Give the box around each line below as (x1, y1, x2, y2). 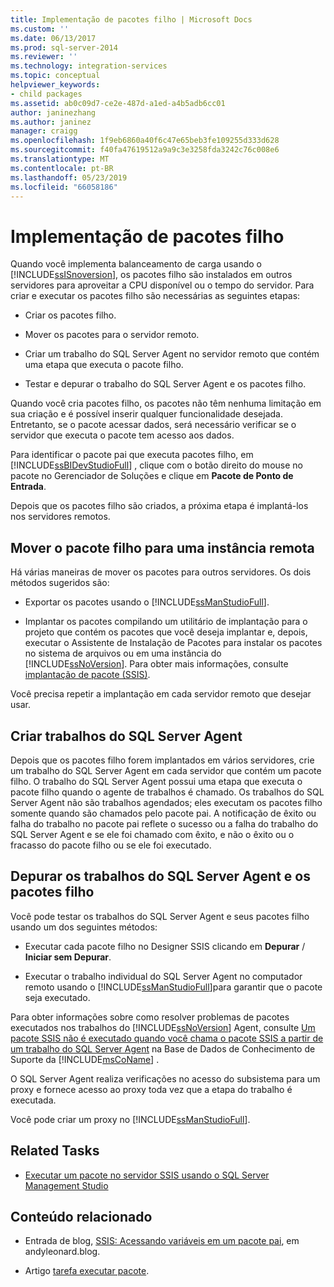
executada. (10, 1094, 57, 1106)
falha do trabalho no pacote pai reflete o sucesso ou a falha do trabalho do (10, 817, 319, 830)
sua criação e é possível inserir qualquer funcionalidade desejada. (10, 408, 283, 420)
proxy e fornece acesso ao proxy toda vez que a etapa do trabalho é (10, 1083, 293, 1095)
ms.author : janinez (10, 117, 92, 127)
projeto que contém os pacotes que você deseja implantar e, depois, (24, 626, 308, 638)
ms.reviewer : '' (10, 52, 78, 62)
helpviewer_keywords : (10, 80, 101, 90)
